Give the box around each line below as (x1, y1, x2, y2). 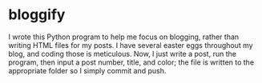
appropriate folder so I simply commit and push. (8, 65, 167, 75)
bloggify (8, 6, 66, 24)
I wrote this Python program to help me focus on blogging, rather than (8, 32, 240, 41)
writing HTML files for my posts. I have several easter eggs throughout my (8, 40, 254, 49)
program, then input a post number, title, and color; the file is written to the (8, 57, 255, 67)
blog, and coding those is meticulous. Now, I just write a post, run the (8, 49, 236, 58)
